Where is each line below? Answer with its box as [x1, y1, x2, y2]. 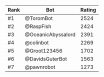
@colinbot [24, 39, 49, 46]
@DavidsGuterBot [24, 55, 67, 62]
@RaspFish [24, 23, 51, 29]
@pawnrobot [24, 63, 55, 70]
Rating [80, 6, 96, 13]
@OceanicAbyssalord [24, 31, 76, 38]
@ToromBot [24, 15, 53, 21]
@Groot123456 [24, 47, 62, 54]
